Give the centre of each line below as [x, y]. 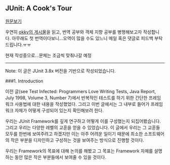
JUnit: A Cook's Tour [39, 8]
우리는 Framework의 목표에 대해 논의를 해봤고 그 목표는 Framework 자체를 [79, 151]
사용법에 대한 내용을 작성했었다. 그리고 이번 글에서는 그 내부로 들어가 [82, 104]
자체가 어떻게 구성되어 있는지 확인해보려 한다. [59, 110]
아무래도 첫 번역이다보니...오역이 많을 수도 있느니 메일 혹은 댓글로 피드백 [82, 38]
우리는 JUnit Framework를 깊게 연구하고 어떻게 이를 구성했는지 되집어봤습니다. [83, 121]
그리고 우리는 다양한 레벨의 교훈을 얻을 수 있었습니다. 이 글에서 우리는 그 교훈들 [83, 127]
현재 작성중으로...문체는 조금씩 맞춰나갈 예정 [49, 55]
